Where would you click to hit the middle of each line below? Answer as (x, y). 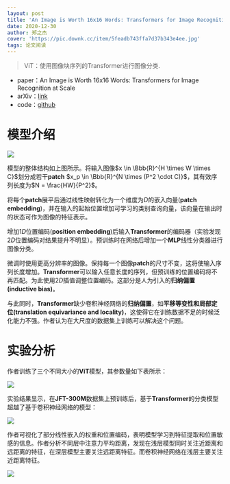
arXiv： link (32, 96)
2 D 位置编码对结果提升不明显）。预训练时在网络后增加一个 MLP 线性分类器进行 (115, 240)
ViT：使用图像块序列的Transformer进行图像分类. (92, 65)
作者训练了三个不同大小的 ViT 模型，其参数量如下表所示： (87, 371)
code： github (36, 105)
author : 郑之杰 (27, 33)
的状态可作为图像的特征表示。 (49, 217)
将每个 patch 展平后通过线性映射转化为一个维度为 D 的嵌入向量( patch (102, 199)
